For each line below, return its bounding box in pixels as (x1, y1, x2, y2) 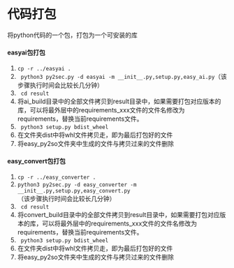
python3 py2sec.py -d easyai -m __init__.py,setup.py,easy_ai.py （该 (20, 73, 227, 81)
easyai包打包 (7, 48, 45, 57)
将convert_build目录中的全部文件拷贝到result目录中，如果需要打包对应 (17, 211, 220, 219)
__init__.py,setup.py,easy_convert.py (17, 188, 131, 195)
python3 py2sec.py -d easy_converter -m (17, 181, 137, 188)
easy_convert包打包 (7, 156, 66, 165)
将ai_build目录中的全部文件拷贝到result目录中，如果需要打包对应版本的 (17, 97, 221, 105)
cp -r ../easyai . (17, 66, 71, 73)
